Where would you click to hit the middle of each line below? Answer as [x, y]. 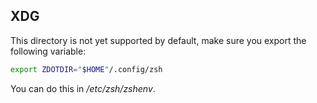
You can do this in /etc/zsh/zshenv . [83, 88]
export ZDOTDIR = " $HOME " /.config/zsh [86, 69]
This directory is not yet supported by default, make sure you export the [158, 40]
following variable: [48, 51]
